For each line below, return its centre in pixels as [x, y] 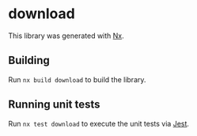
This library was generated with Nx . [66, 36]
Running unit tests [54, 105]
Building [29, 60]
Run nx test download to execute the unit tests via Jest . [99, 123]
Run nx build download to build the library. [77, 79]
